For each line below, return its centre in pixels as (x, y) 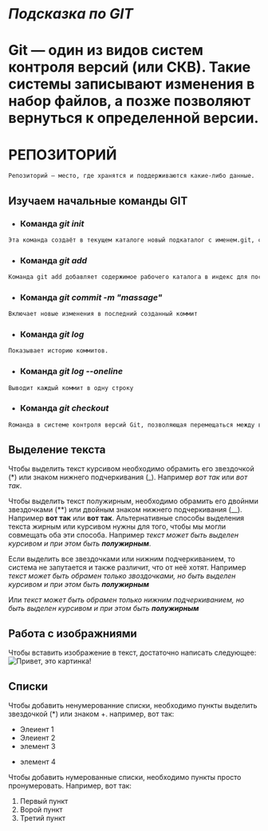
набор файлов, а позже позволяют (130, 101)
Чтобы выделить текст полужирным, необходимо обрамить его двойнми (134, 501)
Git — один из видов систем (106, 51)
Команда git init (52, 223)
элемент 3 (37, 746)
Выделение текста (57, 450)
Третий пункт (43, 818)
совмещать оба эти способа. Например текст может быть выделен (124, 535)
